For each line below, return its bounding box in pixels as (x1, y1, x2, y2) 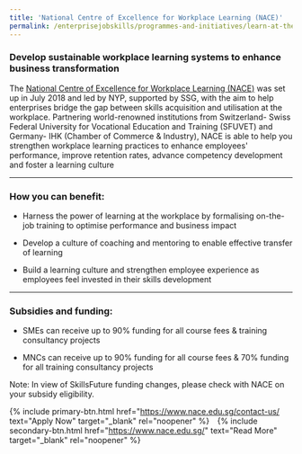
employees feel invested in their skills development (22, 274, 212, 285)
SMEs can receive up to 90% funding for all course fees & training (22, 325, 268, 336)
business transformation (9, 62, 120, 75)
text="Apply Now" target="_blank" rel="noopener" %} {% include (9, 415, 258, 427)
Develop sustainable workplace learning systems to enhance (9, 51, 281, 64)
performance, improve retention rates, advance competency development (9, 149, 283, 160)
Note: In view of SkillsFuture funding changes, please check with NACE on (9, 379, 285, 390)
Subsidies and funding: (9, 305, 113, 317)
